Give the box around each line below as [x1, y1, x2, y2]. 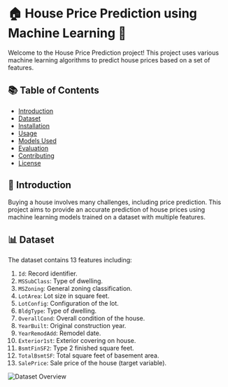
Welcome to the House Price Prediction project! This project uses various [8, 48, 220, 57]
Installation [17, 121, 50, 130]
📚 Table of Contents [8, 85, 100, 97]
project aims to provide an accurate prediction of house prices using [8, 205, 206, 214]
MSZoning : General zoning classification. [17, 285, 132, 293]
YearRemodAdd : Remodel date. [17, 329, 101, 337]
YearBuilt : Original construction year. [17, 322, 127, 330]
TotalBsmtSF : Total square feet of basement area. [17, 351, 159, 360]
